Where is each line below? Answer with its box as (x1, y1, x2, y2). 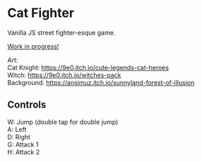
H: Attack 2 (7, 147, 40, 156)
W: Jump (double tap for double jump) (7, 117, 119, 126)
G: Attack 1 (7, 140, 39, 149)
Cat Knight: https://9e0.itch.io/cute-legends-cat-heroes (7, 63, 170, 71)
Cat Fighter (7, 5, 75, 21)
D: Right (7, 132, 30, 141)
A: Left (7, 125, 27, 134)
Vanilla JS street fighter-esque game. (7, 28, 116, 37)
